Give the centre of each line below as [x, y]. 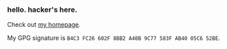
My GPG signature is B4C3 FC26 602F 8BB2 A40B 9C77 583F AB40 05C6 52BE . [114, 38]
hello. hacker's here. [42, 10]
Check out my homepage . [44, 25]
